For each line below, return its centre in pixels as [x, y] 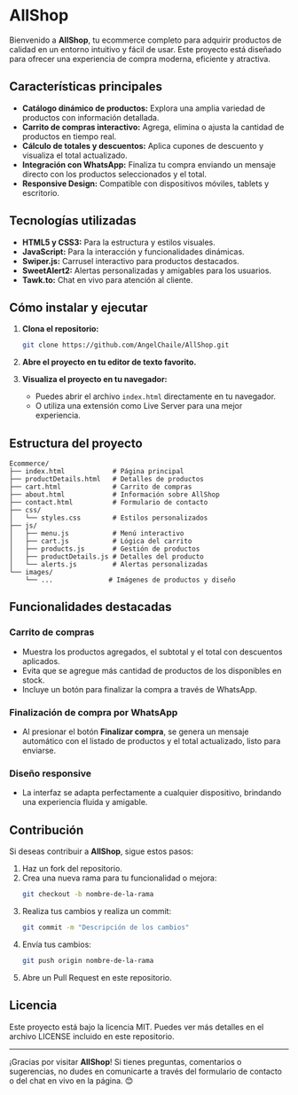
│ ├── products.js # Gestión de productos [105, 549]
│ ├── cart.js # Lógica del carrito [101, 542]
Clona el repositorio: [60, 329]
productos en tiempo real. [69, 136]
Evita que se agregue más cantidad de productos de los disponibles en [152, 670]
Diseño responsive [50, 773]
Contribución [47, 830]
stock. [33, 680]
